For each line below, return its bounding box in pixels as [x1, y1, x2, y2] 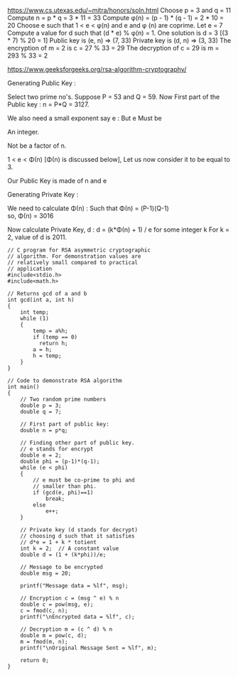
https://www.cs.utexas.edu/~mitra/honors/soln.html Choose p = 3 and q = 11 [7, 6, 231, 14]
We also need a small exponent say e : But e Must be [7, 114, 162, 122]
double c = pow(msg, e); [20, 601, 94, 608]
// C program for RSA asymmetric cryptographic [7, 247, 151, 254]
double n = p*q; [20, 427, 69, 434]
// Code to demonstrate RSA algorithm [7, 377, 122, 384]
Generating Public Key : [7, 79, 77, 87]
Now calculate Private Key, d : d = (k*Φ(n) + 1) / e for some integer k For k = [7, 225, 229, 234]
